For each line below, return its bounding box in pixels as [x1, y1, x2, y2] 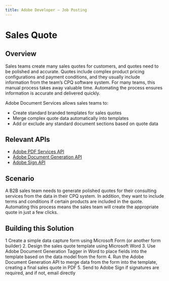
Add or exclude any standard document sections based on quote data [12, 120, 158, 127]
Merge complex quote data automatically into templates [12, 115, 129, 121]
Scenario [5, 174, 34, 183]
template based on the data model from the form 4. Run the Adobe [5, 254, 144, 260]
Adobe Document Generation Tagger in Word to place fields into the [5, 248, 147, 255]
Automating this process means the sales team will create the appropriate [5, 204, 159, 210]
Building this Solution [5, 224, 74, 233]
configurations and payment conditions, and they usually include [5, 74, 140, 80]
